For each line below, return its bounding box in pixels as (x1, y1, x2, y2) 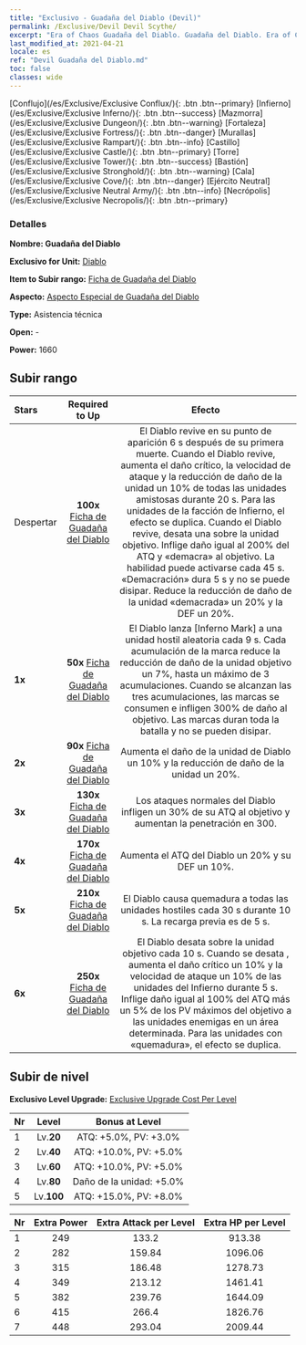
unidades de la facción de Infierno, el (126, 504, 285, 516)
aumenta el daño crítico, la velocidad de (120, 458, 291, 471)
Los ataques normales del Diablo (135, 794, 276, 807)
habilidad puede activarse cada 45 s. (126, 561, 285, 574)
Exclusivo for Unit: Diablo (9, 256, 107, 267)
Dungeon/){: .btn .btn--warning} (102, 117, 223, 128)
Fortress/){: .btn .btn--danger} (102, 127, 217, 138)
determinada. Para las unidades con (128, 1027, 283, 1039)
